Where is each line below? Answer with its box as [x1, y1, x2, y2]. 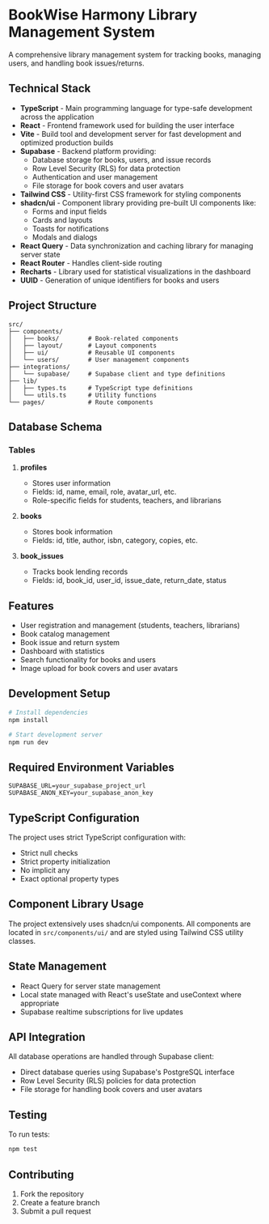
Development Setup [8, 686, 111, 701]
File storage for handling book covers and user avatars [19, 1085, 203, 1094]
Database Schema [8, 419, 103, 434]
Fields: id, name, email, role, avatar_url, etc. [32, 487, 177, 497]
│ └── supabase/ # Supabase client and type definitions [8, 370, 226, 378]
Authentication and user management [32, 172, 158, 181]
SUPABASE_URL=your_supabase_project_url [8, 782, 147, 790]
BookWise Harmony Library [8, 6, 198, 24]
